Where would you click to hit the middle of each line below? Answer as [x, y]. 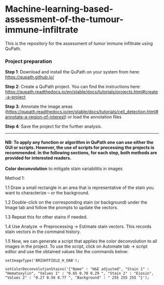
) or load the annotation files [93, 117]
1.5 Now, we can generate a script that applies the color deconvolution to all [81, 241]
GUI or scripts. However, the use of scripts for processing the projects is [80, 147]
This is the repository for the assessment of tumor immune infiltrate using [79, 43]
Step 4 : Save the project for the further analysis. [54, 126]
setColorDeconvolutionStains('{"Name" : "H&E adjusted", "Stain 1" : [77, 269]
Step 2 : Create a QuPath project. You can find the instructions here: [73, 87]
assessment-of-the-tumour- [64, 19]
